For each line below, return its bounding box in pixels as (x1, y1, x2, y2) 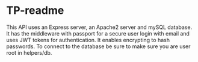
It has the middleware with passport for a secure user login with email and (6, 29, 190, 37)
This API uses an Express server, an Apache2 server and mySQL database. (6, 23, 193, 31)
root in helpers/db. (6, 49, 52, 56)
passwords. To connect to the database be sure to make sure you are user (6, 43, 191, 50)
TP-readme (6, 4, 64, 17)
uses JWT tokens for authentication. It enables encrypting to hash (6, 36, 170, 43)
